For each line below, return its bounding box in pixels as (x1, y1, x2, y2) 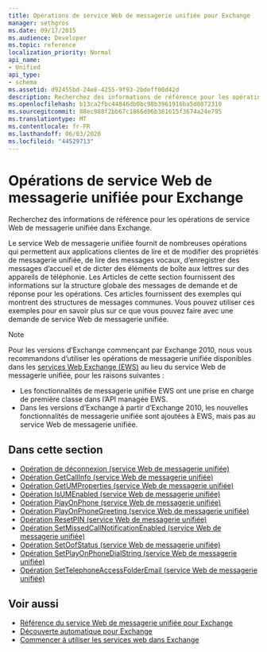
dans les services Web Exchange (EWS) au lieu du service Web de (8, 363, 226, 372)
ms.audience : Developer (8, 33, 87, 42)
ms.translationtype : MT (8, 115, 87, 123)
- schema (8, 78, 37, 86)
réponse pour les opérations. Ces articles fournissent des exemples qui (8, 289, 242, 299)
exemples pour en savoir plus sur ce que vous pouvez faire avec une (8, 306, 234, 316)
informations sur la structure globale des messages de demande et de (8, 281, 238, 290)
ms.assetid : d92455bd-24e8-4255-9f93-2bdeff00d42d (8, 85, 180, 94)
